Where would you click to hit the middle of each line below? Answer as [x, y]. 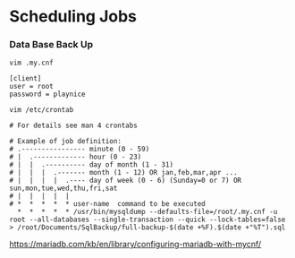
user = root [31, 87]
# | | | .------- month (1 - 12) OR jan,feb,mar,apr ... [124, 173]
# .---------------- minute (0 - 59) [80, 150]
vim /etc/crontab [42, 110]
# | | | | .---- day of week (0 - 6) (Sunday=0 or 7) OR [126, 181]
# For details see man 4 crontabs [74, 126]
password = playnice [48, 95]
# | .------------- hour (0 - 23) [76, 157]
